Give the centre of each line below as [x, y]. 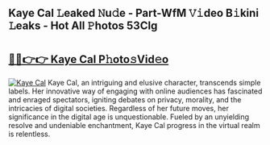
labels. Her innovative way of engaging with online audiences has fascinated [135, 91]
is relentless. [29, 134]
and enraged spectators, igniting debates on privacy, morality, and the [125, 99]
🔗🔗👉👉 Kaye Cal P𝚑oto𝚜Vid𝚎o [89, 59]
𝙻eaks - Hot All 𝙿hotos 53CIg [83, 26]
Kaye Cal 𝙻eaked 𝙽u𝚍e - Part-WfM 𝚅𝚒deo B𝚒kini [134, 13]
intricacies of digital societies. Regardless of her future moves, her [119, 108]
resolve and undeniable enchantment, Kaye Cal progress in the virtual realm [134, 125]
